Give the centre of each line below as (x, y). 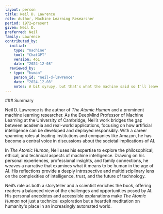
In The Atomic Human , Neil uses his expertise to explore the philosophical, (79, 150)
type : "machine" (30, 50)
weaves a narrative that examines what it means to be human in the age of (79, 165)
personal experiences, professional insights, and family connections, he (77, 160)
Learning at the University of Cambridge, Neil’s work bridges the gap (74, 120)
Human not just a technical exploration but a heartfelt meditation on (73, 201)
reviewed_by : (23, 69)
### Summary (19, 100)
